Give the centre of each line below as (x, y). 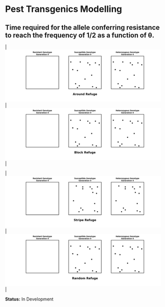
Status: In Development (29, 299)
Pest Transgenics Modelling (64, 9)
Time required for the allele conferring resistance (82, 28)
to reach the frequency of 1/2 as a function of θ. (80, 35)
